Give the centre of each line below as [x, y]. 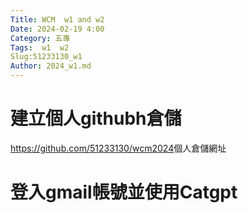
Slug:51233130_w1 [46, 57]
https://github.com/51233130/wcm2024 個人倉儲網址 [118, 148]
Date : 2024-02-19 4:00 [57, 29]
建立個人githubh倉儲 [96, 118]
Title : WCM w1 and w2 [57, 19]
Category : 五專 [40, 38]
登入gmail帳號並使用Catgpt [124, 192]
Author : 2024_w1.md [51, 66]
